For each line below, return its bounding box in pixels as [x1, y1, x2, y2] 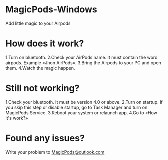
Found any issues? [5, 133, 85, 144]
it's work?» [5, 115, 28, 121]
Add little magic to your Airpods [5, 20, 71, 26]
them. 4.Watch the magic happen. [5, 65, 75, 71]
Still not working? [5, 83, 80, 94]
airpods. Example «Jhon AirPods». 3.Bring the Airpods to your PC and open [5, 59, 161, 66]
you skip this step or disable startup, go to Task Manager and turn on [5, 104, 148, 110]
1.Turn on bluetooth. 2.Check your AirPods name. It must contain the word [5, 54, 158, 60]
